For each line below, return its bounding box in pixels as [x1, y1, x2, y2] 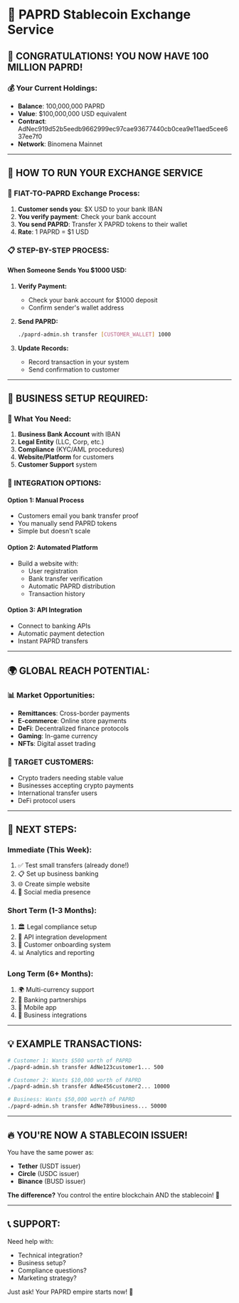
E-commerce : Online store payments [17, 717, 127, 725]
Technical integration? [17, 1251, 83, 1259]
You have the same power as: [7, 1148, 94, 1156]
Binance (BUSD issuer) [17, 1177, 86, 1185]
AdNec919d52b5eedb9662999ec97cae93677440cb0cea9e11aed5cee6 [17, 124, 228, 133]
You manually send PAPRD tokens [17, 519, 117, 528]
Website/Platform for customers [17, 453, 115, 461]
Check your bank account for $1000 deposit [28, 295, 158, 304]
